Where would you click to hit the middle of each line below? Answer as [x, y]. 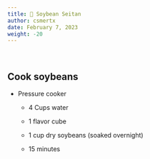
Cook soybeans [43, 77]
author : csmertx [31, 21]
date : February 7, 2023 [43, 27]
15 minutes [44, 149]
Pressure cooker [42, 94]
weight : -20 [25, 34]
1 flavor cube [47, 121]
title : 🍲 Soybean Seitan [44, 14]
